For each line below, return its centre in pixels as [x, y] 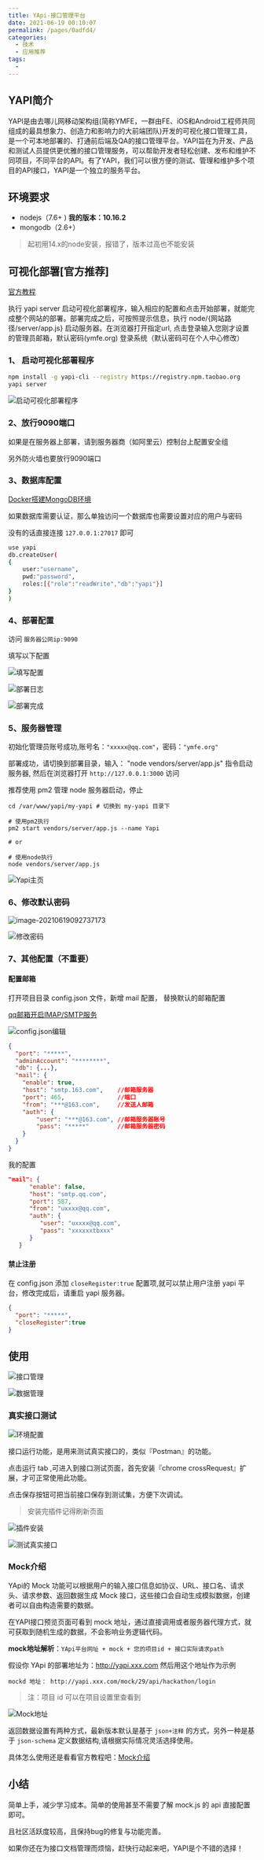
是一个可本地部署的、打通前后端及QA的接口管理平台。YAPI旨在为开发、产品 [131, 140]
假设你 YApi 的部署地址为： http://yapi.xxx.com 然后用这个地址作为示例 [122, 1665]
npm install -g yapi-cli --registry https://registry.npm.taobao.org [125, 377]
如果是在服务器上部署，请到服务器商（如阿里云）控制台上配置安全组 [118, 441]
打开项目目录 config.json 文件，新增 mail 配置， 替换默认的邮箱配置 [117, 998]
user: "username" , [51, 570]
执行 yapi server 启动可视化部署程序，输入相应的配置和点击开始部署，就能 [128, 308]
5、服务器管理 [35, 729]
